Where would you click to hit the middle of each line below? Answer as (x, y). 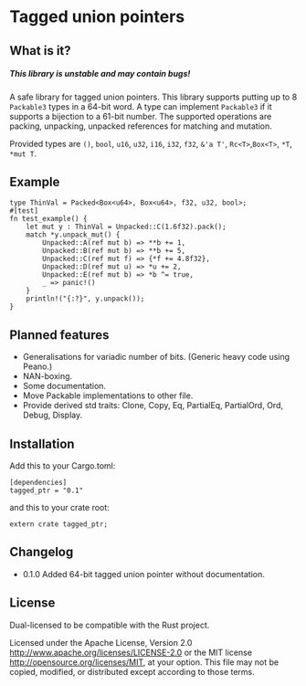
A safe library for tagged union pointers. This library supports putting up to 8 (153, 97)
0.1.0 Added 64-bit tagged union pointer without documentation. (143, 574)
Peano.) (37, 366)
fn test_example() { (49, 219)
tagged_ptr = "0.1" (47, 491)
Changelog (42, 552)
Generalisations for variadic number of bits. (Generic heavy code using (156, 357)
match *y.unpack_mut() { (73, 235)
